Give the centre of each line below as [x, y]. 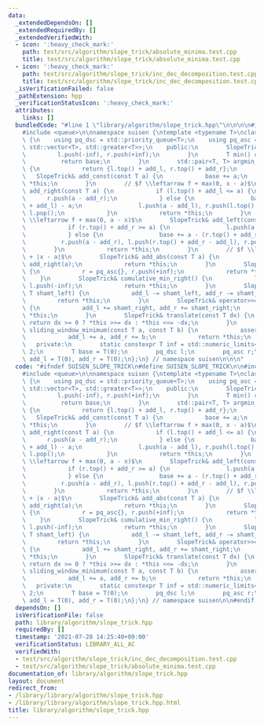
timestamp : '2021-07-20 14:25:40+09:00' [82, 637]
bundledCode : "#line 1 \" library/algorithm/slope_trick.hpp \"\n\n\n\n [133, 125]
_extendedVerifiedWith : [54, 37]
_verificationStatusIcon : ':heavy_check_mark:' [95, 103]
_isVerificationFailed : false [64, 88]
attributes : [35, 111]
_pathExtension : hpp [49, 96]
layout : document [37, 681]
